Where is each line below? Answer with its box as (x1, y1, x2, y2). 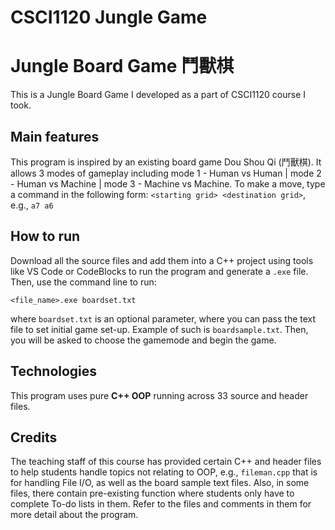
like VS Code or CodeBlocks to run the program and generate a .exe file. (10, 265, 309, 277)
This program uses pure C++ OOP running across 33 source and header (10, 389, 309, 401)
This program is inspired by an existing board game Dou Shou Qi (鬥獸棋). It (10, 156, 322, 168)
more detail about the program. (10, 509, 139, 521)
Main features (10, 128, 100, 145)
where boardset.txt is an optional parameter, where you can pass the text (10, 312, 317, 325)
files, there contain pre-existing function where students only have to (10, 487, 295, 500)
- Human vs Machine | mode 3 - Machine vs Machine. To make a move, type (10, 177, 326, 190)
